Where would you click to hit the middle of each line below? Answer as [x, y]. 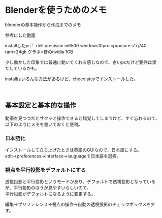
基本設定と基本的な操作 [41, 106]
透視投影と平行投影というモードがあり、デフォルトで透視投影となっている [81, 182]
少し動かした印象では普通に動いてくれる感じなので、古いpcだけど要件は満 [81, 62]
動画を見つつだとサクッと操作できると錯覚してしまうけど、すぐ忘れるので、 [82, 118]
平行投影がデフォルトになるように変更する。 [50, 194]
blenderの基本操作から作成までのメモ [43, 25]
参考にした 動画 [20, 35]
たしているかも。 [22, 68]
